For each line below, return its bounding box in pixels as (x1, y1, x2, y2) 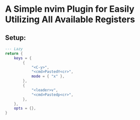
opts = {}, (14, 106, 36, 111)
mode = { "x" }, (31, 74, 65, 79)
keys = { (14, 56, 32, 60)
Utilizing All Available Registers (5, 14, 135, 25)
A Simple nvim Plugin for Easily (5, 3, 135, 15)
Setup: (5, 33, 26, 42)
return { (5, 51, 23, 56)
